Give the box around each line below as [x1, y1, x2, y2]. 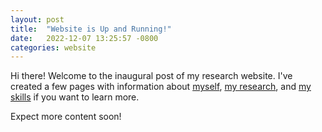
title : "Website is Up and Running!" [10, 24, 172, 34]
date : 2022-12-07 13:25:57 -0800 [10, 33, 159, 43]
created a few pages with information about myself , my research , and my [10, 81, 312, 93]
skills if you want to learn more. [10, 91, 140, 103]
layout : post [10, 14, 65, 25]
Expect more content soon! [10, 111, 122, 123]
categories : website [10, 42, 97, 53]
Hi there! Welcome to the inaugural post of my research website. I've [10, 70, 293, 82]
